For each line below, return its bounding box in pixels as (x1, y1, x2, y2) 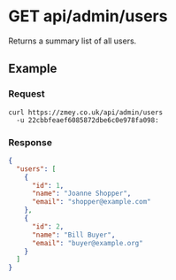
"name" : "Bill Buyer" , (31, 230, 116, 239)
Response (8, 136, 52, 148)
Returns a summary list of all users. (8, 35, 137, 46)
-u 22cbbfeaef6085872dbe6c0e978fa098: (16, 115, 160, 125)
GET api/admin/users (8, 6, 168, 27)
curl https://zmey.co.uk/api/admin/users (8, 108, 164, 117)
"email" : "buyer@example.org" (31, 238, 143, 247)
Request (8, 88, 45, 100)
